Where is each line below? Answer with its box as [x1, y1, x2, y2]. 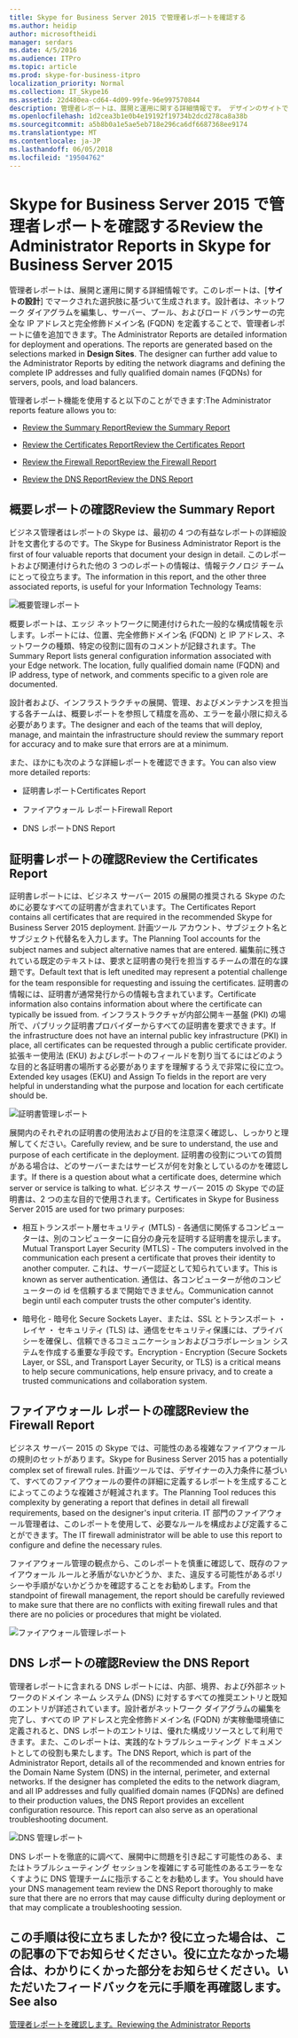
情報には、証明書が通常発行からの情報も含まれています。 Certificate [9, 989, 257, 999]
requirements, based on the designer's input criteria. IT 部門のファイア [9, 1507, 268, 1517]
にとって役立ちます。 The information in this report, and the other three [9, 571, 267, 582]
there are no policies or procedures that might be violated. [9, 1609, 222, 1619]
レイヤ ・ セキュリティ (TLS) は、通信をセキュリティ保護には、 [21, 1325, 253, 1336]
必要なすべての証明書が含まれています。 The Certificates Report [24, 902, 256, 913]
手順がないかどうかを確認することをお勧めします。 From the [32, 1579, 251, 1590]
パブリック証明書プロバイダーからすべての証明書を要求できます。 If [32, 1021, 277, 1031]
